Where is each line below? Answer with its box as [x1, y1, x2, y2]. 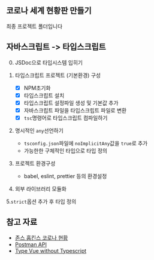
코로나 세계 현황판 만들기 [6, 5, 92, 16]
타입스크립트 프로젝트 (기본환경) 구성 [14, 71, 101, 79]
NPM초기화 [23, 84, 51, 91]
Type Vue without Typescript [14, 247, 87, 254]
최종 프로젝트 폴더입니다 [6, 23, 63, 30]
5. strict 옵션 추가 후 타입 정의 [6, 198, 77, 205]
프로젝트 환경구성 [14, 160, 56, 167]
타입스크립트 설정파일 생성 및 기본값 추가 [23, 99, 119, 106]
